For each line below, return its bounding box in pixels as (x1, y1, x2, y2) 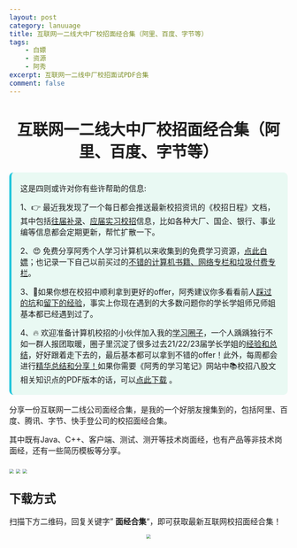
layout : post (9, 12, 57, 22)
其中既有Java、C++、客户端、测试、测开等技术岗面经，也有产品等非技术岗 (9, 434, 283, 444)
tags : (9, 37, 29, 47)
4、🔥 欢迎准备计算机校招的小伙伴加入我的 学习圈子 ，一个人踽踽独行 (20, 327, 266, 337)
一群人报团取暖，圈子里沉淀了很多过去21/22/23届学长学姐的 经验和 (27, 338, 270, 349)
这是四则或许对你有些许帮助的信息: (20, 182, 148, 193)
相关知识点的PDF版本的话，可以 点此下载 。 (20, 374, 178, 385)
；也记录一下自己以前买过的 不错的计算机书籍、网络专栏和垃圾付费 (27, 256, 268, 266)
